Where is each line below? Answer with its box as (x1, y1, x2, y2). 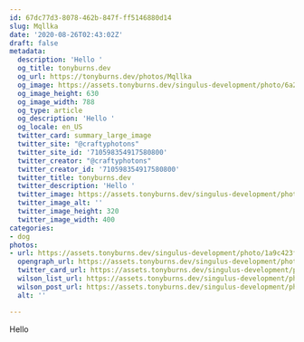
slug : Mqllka (9, 22, 59, 31)
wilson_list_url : (17, 274, 83, 283)
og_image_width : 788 (17, 97, 95, 107)
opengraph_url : (17, 257, 75, 267)
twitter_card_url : (17, 266, 88, 275)
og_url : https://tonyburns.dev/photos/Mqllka (17, 72, 193, 81)
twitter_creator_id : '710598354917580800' (17, 165, 180, 174)
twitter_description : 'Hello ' (17, 182, 136, 191)
